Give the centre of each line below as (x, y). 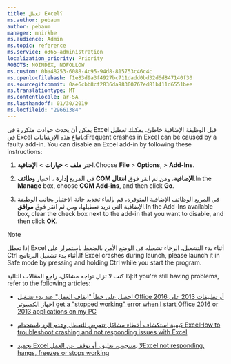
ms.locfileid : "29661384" (44, 110)
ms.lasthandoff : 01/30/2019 (48, 104)
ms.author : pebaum (33, 20)
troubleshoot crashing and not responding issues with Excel (102, 332)
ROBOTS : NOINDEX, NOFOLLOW (46, 65)
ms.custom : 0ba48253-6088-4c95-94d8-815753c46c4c (80, 71)
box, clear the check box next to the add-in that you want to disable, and (120, 213)
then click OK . (37, 221)
